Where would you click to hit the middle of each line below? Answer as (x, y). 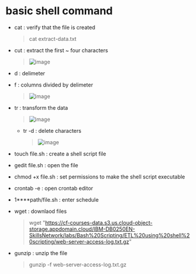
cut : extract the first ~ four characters (61, 50)
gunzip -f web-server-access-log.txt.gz (78, 265)
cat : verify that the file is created (55, 27)
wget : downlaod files (40, 211)
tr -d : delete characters (52, 130)
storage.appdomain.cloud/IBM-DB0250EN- (82, 229)
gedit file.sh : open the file (46, 165)
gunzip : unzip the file (41, 253)
